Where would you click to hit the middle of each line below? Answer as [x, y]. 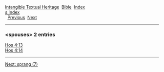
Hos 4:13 [14, 45]
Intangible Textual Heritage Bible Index [45, 7]
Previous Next [22, 17]
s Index [12, 12]
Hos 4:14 [14, 50]
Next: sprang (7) [21, 64]
